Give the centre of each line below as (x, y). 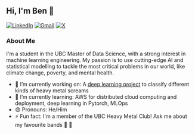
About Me (21, 40)
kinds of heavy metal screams (52, 91)
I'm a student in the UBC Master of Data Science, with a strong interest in (96, 54)
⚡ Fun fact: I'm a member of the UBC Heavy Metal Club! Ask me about (101, 116)
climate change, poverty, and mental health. (60, 73)
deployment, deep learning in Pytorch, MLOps (71, 103)
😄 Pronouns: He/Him (41, 110)
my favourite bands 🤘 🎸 (44, 125)
